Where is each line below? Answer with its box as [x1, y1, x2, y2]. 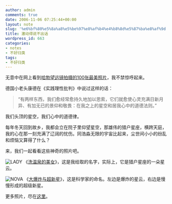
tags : [5, 55, 17, 60]
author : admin [5, 7, 36, 13]
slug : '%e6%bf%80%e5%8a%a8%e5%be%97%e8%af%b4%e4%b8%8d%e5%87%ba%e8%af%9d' [5, 27, 168, 32]
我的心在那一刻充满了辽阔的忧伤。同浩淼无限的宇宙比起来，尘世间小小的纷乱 [5, 131, 167, 137]
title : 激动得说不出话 [5, 31, 49, 36]
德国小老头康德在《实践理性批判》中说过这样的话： [5, 85, 113, 92]
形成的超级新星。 [9, 183, 46, 189]
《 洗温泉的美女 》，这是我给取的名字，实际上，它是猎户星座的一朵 [23, 159, 160, 165]
